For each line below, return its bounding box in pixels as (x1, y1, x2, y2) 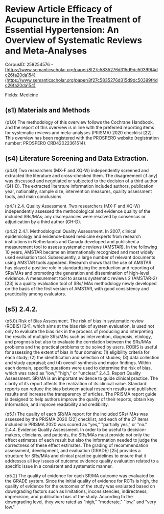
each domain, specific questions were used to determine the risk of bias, (5, 365, 152, 371)
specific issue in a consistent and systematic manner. (5, 463, 113, 469)
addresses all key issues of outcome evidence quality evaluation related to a (5, 458, 159, 464)
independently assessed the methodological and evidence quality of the (5, 208, 151, 214)
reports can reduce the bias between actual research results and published (5, 386, 157, 392)
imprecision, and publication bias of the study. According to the (5, 494, 133, 500)
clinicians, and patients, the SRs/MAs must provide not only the (22, 432, 150, 438)
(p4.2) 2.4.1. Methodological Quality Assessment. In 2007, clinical (5, 228, 137, 234)
